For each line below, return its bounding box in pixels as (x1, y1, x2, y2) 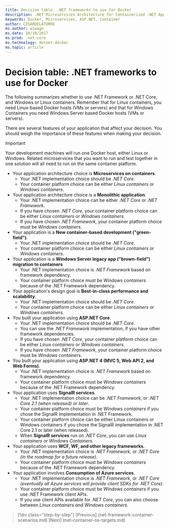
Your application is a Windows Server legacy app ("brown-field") (12, 256, 151, 262)
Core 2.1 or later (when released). (20, 427, 90, 433)
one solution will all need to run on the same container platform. (5, 161, 137, 167)
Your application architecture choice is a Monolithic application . (12, 192, 147, 198)
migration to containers (12, 261, 63, 267)
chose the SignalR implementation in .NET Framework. (20, 411, 133, 417)
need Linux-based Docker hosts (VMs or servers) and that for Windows (5, 104, 153, 111)
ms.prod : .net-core (5, 36, 46, 41)
